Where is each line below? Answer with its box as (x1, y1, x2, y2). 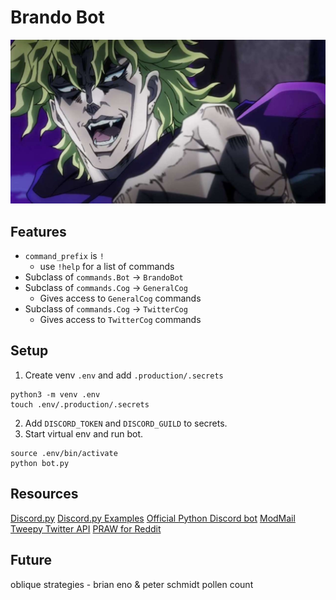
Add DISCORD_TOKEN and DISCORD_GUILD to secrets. (24, 417, 228, 429)
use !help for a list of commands (39, 261, 175, 273)
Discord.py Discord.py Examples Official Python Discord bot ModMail (10, 512, 296, 524)
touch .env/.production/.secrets (10, 399, 150, 410)
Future (10, 552, 53, 569)
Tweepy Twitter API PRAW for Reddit (10, 522, 162, 535)
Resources (10, 486, 79, 503)
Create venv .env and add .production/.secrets (24, 369, 224, 381)
